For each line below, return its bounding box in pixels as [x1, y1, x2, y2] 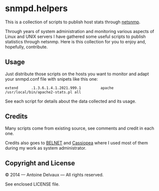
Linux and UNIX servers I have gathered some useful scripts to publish [5, 34, 146, 39]
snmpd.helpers [5, 3, 68, 14]
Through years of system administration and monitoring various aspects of [5, 28, 154, 34]
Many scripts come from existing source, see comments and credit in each [5, 125, 154, 131]
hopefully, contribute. [5, 44, 48, 50]
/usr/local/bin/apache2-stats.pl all [5, 89, 81, 95]
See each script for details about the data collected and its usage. [5, 98, 137, 104]
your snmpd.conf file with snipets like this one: [5, 76, 98, 82]
